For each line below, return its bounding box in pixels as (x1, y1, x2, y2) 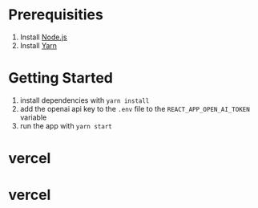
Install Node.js (19, 32, 67, 42)
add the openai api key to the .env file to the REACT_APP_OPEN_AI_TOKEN (19, 104, 250, 113)
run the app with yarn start (19, 120, 112, 130)
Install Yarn (19, 40, 58, 50)
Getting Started (8, 69, 114, 88)
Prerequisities (8, 6, 104, 24)
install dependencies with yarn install (19, 95, 150, 105)
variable (19, 112, 47, 122)
